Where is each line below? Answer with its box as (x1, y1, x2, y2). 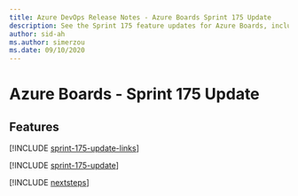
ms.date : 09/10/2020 (9, 46, 86, 55)
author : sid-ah (9, 29, 66, 38)
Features (9, 119, 59, 134)
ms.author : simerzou (9, 37, 86, 47)
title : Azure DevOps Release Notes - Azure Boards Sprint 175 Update (9, 12, 272, 22)
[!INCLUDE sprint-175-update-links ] (9, 143, 140, 153)
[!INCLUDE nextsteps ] (9, 177, 90, 188)
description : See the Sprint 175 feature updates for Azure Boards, (9, 21, 268, 30)
